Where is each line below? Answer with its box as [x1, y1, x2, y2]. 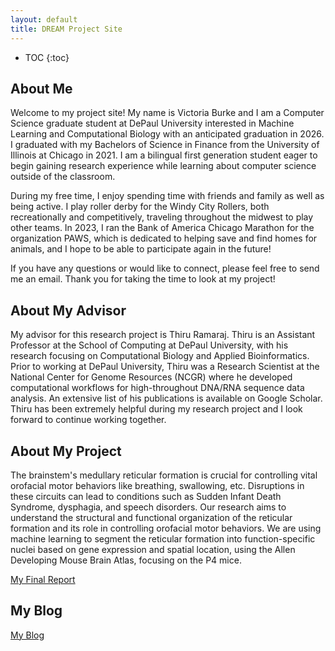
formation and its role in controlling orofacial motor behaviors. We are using [10, 522, 322, 534]
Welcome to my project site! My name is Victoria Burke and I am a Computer [10, 107, 325, 119]
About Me [10, 80, 73, 97]
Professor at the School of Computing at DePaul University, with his [10, 339, 289, 351]
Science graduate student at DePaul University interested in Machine [10, 117, 295, 130]
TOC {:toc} [24, 51, 70, 63]
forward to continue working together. [10, 414, 167, 426]
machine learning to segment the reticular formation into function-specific [10, 532, 316, 545]
